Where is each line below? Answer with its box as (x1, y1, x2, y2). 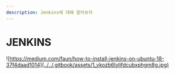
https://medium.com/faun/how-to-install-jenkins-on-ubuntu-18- (9, 55, 165, 62)
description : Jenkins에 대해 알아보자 (6, 9, 93, 15)
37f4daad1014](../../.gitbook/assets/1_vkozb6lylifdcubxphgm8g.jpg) (6, 61, 169, 68)
